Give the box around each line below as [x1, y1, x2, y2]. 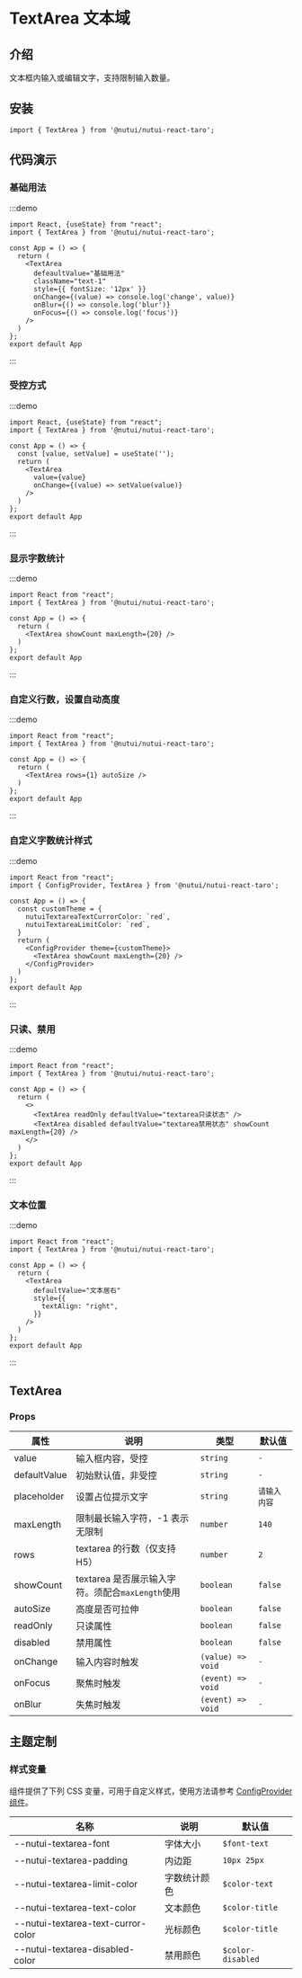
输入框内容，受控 [75, 1452, 148, 1465]
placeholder [13, 1490, 65, 1502]
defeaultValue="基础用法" [32, 269, 126, 278]
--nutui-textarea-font [13, 1837, 111, 1849]
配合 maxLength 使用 [102, 1586, 182, 1599]
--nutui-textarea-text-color [13, 1901, 137, 1913]
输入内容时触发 [75, 1655, 139, 1668]
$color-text [222, 1878, 274, 1889]
